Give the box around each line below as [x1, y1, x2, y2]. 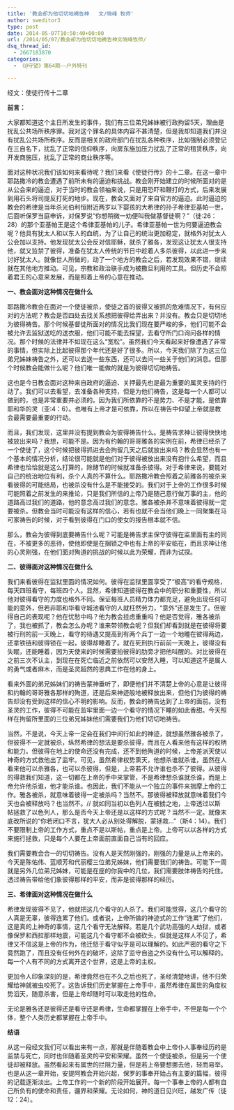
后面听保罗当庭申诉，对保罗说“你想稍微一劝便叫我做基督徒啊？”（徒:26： [7, 211, 217, 220]
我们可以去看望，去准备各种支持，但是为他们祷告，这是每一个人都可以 [25, 387, 227, 395]
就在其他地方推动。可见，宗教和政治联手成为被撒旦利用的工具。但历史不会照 [7, 263, 227, 272]
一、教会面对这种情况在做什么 [7, 287, 93, 295]
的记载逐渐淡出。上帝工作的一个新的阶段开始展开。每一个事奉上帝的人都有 [7, 1077, 221, 1086]
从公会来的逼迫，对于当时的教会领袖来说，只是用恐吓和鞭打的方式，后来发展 [7, 185, 227, 193]
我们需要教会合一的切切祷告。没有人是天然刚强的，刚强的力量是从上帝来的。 [7, 849, 227, 857]
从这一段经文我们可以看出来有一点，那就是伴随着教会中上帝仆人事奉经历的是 [7, 1042, 227, 1051]
